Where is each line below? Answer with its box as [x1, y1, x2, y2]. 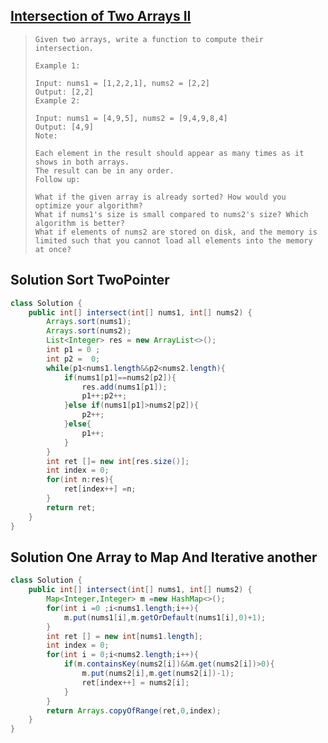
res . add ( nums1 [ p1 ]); [81, 382, 168, 392]
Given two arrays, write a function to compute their [34, 34, 264, 44]
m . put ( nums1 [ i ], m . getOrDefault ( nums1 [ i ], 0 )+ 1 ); [63, 612, 267, 623]
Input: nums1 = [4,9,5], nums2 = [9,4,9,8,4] [34, 113, 228, 123]
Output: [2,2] [34, 87, 94, 97]
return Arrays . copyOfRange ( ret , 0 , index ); [46, 705, 222, 716]
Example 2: [34, 95, 81, 106]
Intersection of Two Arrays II [10, 8, 192, 25]
